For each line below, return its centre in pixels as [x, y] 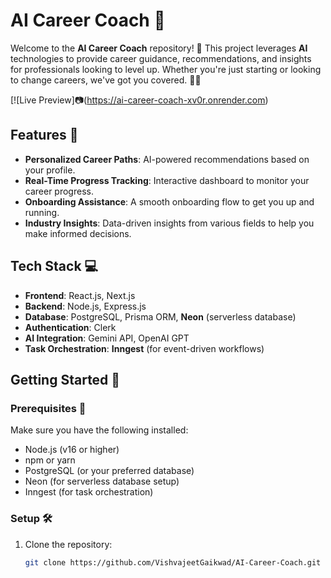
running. [42, 212]
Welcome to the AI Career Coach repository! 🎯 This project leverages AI [159, 48]
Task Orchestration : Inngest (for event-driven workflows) [144, 348]
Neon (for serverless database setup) [102, 481]
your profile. [50, 170]
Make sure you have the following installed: [99, 430]
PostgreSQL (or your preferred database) [109, 471]
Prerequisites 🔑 [48, 408]
